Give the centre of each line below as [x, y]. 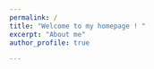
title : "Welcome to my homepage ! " [77, 26]
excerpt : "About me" [48, 34]
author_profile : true [50, 43]
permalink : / [34, 17]
